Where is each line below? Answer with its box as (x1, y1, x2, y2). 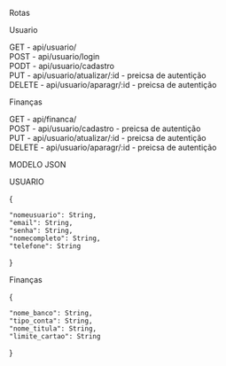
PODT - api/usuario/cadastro (9, 61, 115, 71)
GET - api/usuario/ (9, 42, 77, 52)
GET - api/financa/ (9, 114, 77, 124)
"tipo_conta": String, (9, 316, 93, 325)
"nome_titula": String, (9, 324, 97, 333)
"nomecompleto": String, (9, 234, 101, 243)
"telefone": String (9, 242, 82, 251)
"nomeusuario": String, (9, 211, 97, 220)
